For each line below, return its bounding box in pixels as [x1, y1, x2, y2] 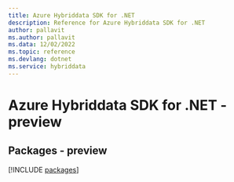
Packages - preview [8, 144, 108, 158]
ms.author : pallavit [8, 33, 76, 42]
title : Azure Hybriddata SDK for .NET [8, 11, 135, 20]
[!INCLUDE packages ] [8, 165, 79, 174]
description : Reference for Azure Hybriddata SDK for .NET [8, 19, 206, 27]
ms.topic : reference [8, 48, 76, 56]
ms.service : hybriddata [8, 63, 86, 71]
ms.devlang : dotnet [8, 56, 72, 64]
